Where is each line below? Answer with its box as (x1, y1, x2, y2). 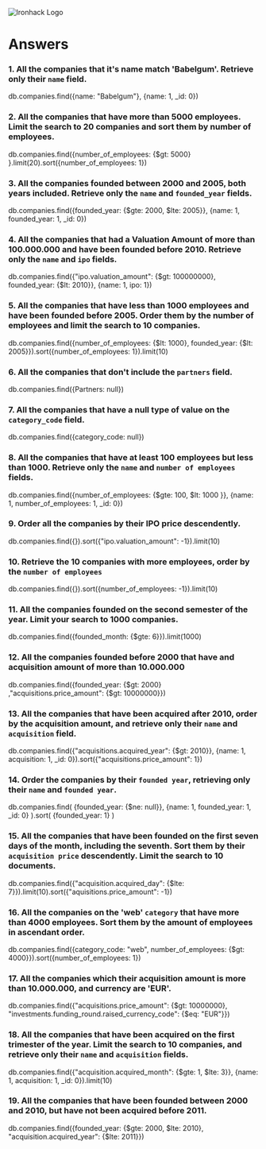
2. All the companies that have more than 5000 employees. (8, 111, 241, 122)
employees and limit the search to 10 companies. (8, 320, 201, 331)
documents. (8, 861, 56, 872)
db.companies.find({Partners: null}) (8, 384, 125, 393)
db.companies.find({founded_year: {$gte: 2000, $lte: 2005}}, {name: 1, (8, 206, 240, 215)
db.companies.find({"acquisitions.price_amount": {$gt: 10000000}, (8, 1001, 228, 1011)
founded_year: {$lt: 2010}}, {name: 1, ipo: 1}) (8, 280, 152, 290)
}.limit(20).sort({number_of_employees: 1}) (8, 157, 148, 167)
